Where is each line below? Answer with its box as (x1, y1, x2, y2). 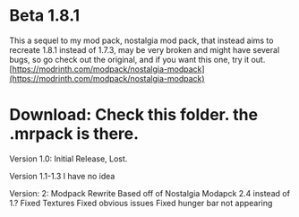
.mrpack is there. (9, 124, 140, 144)
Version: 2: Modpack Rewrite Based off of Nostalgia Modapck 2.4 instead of (9, 187, 291, 198)
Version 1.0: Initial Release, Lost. (9, 153, 128, 164)
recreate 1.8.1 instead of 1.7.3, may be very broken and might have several (9, 44, 280, 55)
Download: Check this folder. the (9, 105, 258, 126)
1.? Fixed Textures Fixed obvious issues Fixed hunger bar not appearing (9, 197, 273, 208)
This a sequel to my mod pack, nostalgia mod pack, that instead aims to (9, 35, 274, 46)
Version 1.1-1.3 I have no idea (9, 170, 115, 181)
